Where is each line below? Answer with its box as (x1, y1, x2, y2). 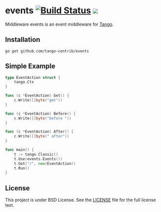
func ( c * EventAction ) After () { (5, 129, 74, 134)
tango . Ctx (14, 79, 34, 85)
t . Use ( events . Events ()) (14, 156, 63, 161)
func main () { (5, 147, 34, 152)
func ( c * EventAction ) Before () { (5, 111, 76, 116)
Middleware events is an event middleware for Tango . (5, 21, 114, 27)
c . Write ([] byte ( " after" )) (14, 134, 69, 139)
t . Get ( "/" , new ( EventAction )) (14, 161, 76, 166)
